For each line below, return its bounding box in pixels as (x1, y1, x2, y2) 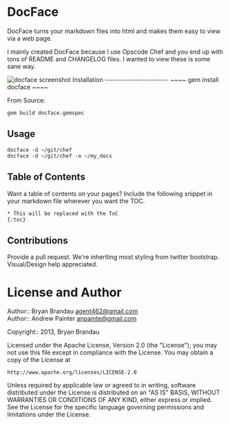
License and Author (7, 284, 122, 300)
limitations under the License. (7, 410, 91, 418)
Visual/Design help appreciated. (7, 260, 98, 268)
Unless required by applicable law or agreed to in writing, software (7, 381, 196, 390)
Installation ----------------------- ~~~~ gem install (72, 75, 219, 83)
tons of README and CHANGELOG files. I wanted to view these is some (7, 54, 211, 63)
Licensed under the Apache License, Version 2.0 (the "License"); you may (7, 341, 218, 350)
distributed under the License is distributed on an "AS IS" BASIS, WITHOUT (7, 388, 220, 396)
